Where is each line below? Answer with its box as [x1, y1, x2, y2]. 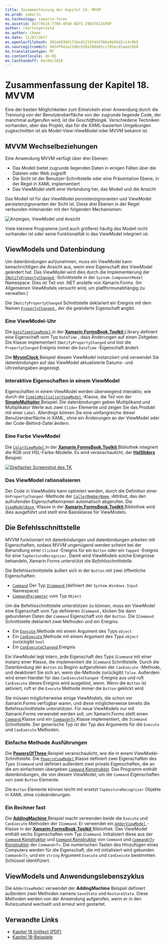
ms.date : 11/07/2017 [5, 35, 48, 40]
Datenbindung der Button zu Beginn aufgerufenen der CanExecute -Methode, [5, 664, 161, 670]
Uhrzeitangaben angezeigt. [5, 365, 61, 371]
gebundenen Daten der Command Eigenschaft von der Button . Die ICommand [5, 613, 154, 619]
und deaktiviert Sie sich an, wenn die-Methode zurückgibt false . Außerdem [5, 669, 160, 675]
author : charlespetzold [5, 26, 55, 31]
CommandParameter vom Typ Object [12, 593, 82, 599]
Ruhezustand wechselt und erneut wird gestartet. [5, 901, 107, 907]
